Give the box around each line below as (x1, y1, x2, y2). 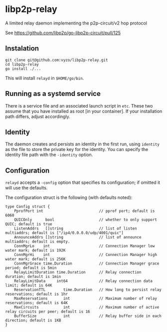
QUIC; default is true (5, 221, 52, 227)
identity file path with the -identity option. (5, 151, 93, 158)
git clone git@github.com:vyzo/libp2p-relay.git (5, 57, 108, 62)
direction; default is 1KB (5, 318, 61, 323)
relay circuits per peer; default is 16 (5, 309, 91, 314)
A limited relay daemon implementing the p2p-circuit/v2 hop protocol (5, 20, 147, 26)
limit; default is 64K (5, 283, 52, 288)
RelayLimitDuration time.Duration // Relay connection (14, 270, 142, 275)
